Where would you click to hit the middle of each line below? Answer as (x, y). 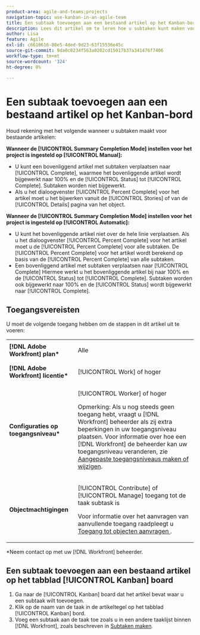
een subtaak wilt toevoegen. (49, 600)
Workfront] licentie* (39, 376)
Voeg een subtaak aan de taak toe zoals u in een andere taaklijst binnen (103, 620)
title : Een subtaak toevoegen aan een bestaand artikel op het (86, 23)
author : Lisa (22, 34)
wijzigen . (90, 466)
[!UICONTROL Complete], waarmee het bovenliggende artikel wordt (98, 173)
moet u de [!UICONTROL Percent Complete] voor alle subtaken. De (97, 247)
